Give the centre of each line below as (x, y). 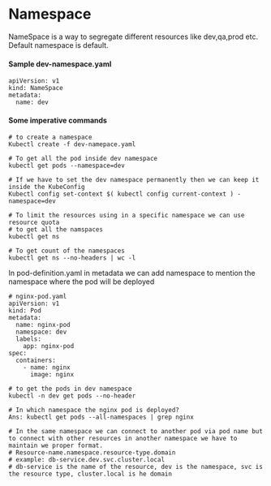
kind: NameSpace (36, 88)
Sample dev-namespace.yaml (60, 64)
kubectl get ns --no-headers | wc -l (72, 258)
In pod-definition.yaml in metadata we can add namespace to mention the (132, 273)
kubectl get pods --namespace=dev (67, 166)
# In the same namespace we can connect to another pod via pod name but (136, 432)
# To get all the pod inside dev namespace (83, 159)
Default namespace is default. (58, 45)
